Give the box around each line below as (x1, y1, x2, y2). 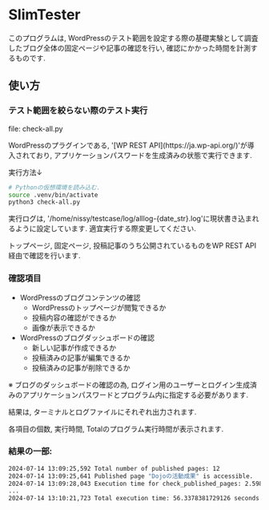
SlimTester (8, 6, 82, 24)
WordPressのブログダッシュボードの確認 (19, 333, 155, 342)
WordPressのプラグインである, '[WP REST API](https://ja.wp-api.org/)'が (8, 140, 248, 150)
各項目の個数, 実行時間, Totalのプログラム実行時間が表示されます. (8, 423, 224, 434)
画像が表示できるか (31, 322, 96, 332)
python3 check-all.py (8, 198, 81, 206)
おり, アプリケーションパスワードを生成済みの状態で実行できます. (35, 150, 252, 160)
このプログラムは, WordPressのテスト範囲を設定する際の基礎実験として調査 (8, 33, 259, 42)
